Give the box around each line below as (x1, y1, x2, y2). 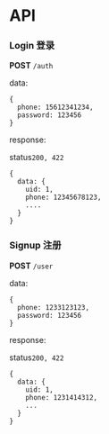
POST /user (9, 260, 54, 271)
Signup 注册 (9, 240, 62, 252)
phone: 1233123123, (17, 303, 90, 312)
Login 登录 (9, 40, 55, 52)
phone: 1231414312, (25, 393, 98, 402)
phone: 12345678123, (25, 193, 102, 203)
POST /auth (9, 60, 54, 71)
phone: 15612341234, (17, 103, 94, 113)
